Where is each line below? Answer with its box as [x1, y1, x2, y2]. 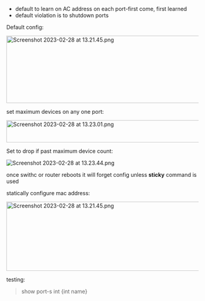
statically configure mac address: [6, 190, 90, 196]
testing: [6, 276, 26, 283]
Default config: [6, 24, 44, 31]
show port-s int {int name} [21, 288, 88, 295]
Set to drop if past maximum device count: [6, 147, 113, 155]
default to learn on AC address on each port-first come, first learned [15, 6, 187, 12]
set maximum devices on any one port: [6, 108, 104, 115]
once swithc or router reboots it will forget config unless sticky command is [6, 171, 197, 178]
